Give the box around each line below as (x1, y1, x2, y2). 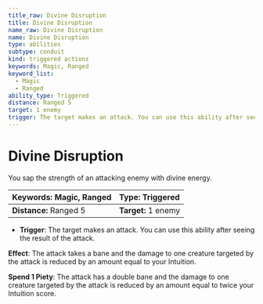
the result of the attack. (19, 233, 95, 243)
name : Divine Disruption (8, 33, 89, 42)
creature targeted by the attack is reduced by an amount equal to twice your (8, 280, 254, 290)
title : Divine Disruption (8, 19, 92, 27)
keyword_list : (8, 70, 55, 78)
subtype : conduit (8, 48, 65, 56)
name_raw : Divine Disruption (8, 26, 103, 34)
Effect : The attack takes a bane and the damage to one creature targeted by (8, 248, 254, 258)
